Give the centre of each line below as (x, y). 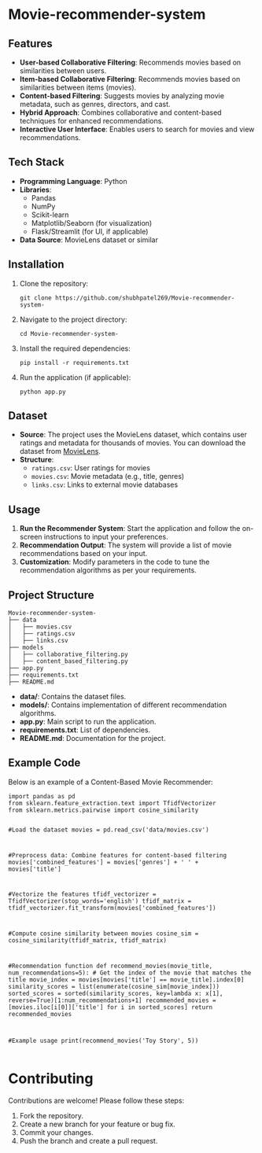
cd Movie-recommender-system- (69, 333)
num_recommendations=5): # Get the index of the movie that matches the (130, 973)
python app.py (42, 392)
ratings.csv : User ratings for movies (91, 468)
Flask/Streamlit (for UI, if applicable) (90, 231)
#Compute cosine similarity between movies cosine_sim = (103, 934)
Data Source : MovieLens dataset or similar (89, 239)
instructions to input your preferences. (106, 537)
